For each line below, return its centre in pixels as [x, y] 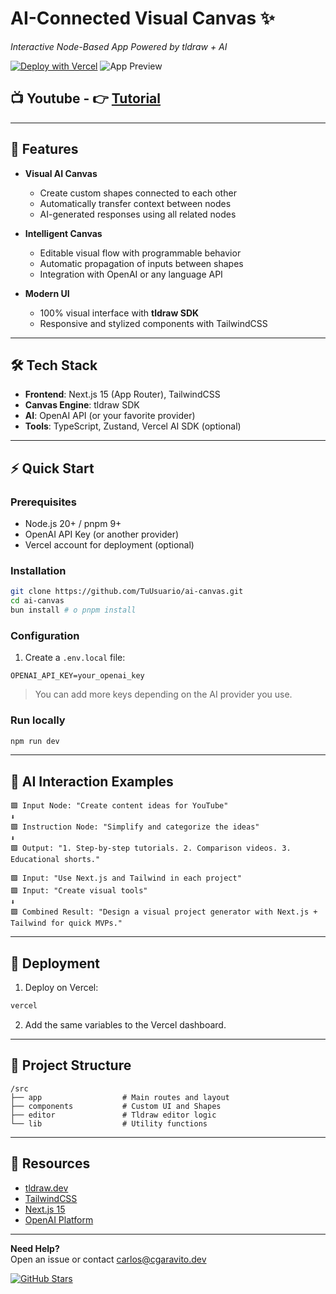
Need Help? [35, 1248]
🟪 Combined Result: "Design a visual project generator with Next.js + [164, 912]
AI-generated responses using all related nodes [138, 214]
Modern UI [47, 293]
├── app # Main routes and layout [120, 1097]
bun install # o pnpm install [73, 610]
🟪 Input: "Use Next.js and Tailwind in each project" [126, 878]
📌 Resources [50, 1163]
